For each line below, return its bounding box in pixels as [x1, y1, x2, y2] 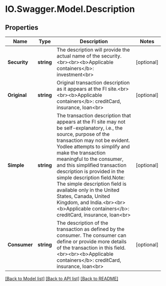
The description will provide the [56, 46, 130, 53]
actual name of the [56, 53, 100, 59]
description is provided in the [56, 168, 124, 175]
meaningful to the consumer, [56, 155, 124, 162]
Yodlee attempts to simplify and [56, 143, 130, 150]
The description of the [56, 219, 109, 226]
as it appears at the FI [56, 85, 107, 92]
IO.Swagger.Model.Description [5, 3, 135, 15]
